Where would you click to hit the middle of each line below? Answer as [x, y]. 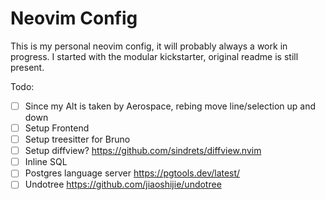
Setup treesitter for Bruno [77, 139]
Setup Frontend [57, 128]
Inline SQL [46, 162]
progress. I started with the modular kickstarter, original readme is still [154, 56]
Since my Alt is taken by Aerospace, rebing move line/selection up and [170, 106]
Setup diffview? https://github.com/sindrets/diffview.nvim [143, 151]
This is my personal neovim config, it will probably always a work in [149, 46]
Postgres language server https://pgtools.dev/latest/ [132, 173]
